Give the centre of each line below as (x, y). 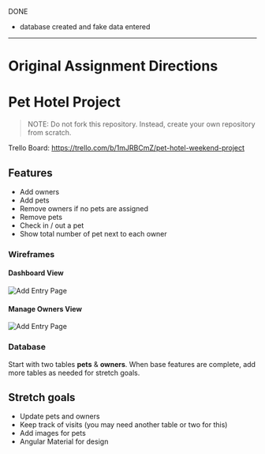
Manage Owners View (45, 308)
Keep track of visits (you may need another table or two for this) (123, 425)
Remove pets (41, 217)
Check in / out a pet (52, 225)
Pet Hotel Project (64, 102)
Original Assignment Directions (113, 66)
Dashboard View (36, 273)
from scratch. (49, 133)
